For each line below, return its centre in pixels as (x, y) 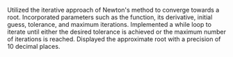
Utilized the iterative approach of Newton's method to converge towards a (113, 10)
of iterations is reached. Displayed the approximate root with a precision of (114, 39)
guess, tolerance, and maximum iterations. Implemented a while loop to (110, 24)
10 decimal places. (34, 46)
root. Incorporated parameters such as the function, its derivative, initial (110, 17)
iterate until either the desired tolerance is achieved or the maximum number (117, 32)
